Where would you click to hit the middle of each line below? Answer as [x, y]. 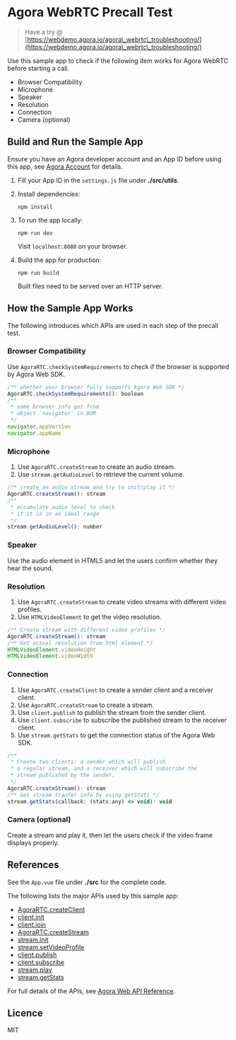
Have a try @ [43, 32]
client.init [31, 917]
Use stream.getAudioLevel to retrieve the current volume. [101, 475]
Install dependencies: [49, 194]
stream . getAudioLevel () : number [55, 527]
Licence [25, 1013]
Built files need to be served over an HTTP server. [90, 286]
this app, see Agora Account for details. [65, 166]
